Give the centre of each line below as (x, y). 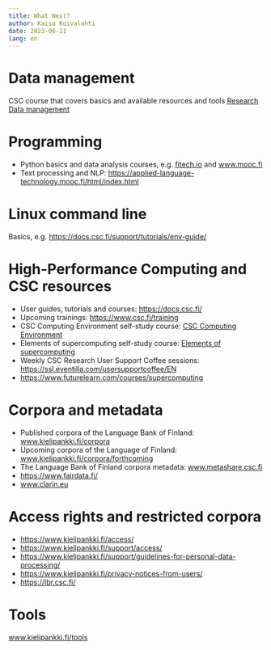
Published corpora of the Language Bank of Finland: (107, 433)
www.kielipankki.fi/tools (48, 637)
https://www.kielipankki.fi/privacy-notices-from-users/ (111, 573)
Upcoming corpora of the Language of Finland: (99, 450)
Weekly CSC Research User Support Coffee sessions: (110, 360)
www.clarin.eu (44, 484)
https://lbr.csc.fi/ (48, 582)
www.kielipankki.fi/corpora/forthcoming (87, 458)
